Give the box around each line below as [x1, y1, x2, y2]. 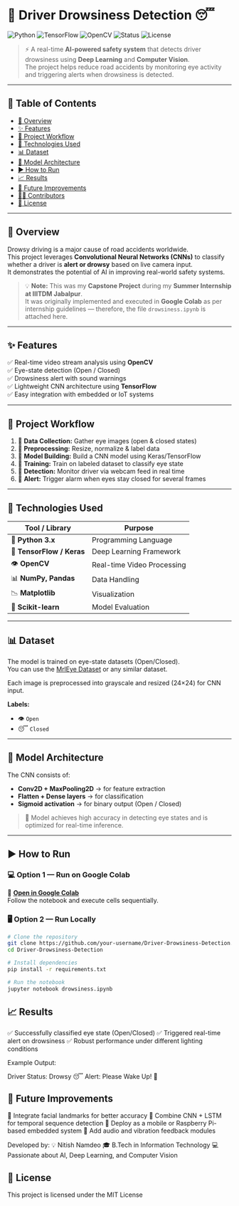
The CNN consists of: [7, 771, 70, 779]
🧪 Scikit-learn [11, 602, 60, 612]
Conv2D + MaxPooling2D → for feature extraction [17, 784, 166, 793]
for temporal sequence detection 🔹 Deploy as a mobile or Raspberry [7, 1119, 207, 1128]
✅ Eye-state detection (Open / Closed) [7, 366, 121, 375]
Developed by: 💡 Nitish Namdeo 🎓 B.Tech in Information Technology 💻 [7, 1141, 219, 1149]
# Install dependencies [7, 959, 78, 967]
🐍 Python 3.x [11, 535, 55, 544]
